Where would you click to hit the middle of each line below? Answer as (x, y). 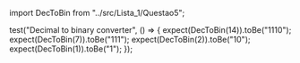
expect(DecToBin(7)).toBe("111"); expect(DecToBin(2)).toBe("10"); (130, 39)
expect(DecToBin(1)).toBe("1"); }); (71, 49)
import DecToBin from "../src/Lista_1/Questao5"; (97, 13)
